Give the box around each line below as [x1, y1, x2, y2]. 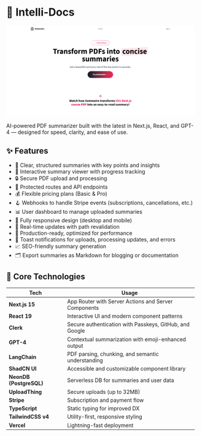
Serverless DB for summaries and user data [66, 377, 175, 384]
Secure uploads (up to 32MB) [66, 388, 141, 395]
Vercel [8, 422, 26, 429]
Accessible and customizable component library [66, 365, 186, 372]
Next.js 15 [8, 301, 35, 308]
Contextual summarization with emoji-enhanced [66, 336, 187, 343]
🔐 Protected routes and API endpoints [14, 183, 108, 191]
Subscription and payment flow [66, 396, 144, 404]
